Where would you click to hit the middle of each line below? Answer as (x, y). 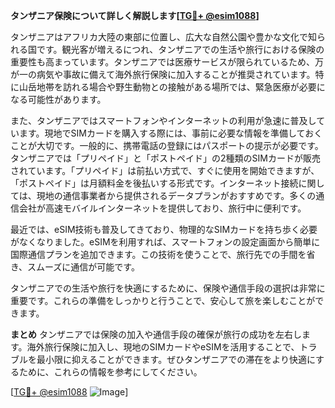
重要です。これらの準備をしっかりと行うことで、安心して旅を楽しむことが (163, 300)
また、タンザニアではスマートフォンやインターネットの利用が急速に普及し (163, 120)
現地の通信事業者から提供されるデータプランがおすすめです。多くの (176, 195)
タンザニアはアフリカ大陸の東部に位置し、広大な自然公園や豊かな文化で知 (163, 37)
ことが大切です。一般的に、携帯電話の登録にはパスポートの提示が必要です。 (167, 145)
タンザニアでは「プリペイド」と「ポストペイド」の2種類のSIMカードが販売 (165, 158)
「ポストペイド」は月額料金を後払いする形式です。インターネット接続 (154, 183)
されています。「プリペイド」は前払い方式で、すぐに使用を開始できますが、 (165, 170)
